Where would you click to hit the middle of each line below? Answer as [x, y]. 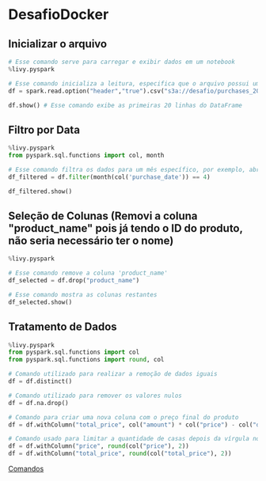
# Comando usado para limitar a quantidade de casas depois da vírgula [129, 439]
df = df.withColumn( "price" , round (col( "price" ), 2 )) [99, 446]
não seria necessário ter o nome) [91, 240]
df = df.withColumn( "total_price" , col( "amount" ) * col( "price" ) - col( [131, 425]
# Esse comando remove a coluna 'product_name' [88, 273]
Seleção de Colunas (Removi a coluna [103, 216]
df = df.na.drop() [38, 403]
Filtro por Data [44, 129]
